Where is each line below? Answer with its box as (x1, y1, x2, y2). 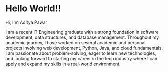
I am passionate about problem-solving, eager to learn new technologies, (5, 50, 156, 56)
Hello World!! (5, 3, 61, 14)
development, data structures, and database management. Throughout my (5, 34, 159, 40)
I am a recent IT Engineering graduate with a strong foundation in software (5, 29, 159, 35)
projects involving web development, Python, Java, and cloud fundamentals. (5, 45, 163, 51)
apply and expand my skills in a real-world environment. (5, 61, 121, 67)
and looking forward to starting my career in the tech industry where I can (5, 55, 158, 61)
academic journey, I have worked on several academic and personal (5, 39, 146, 45)
